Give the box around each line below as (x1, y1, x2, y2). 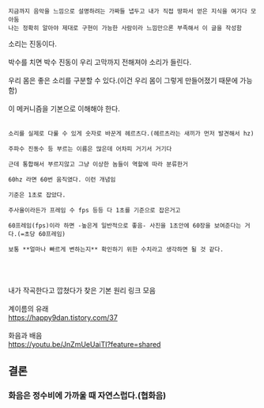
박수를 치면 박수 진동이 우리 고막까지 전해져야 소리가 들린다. (8, 58, 192, 67)
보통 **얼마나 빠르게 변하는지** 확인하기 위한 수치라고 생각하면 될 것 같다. (8, 246, 224, 254)
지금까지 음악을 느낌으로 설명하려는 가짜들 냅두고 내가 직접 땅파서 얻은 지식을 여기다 (8, 7, 247, 15)
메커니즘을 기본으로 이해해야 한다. (16, 104, 120, 113)
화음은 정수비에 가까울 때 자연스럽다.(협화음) (8, 391, 167, 402)
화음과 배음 (8, 331, 43, 340)
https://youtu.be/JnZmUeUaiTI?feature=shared (8, 340, 161, 349)
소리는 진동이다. (8, 39, 58, 48)
